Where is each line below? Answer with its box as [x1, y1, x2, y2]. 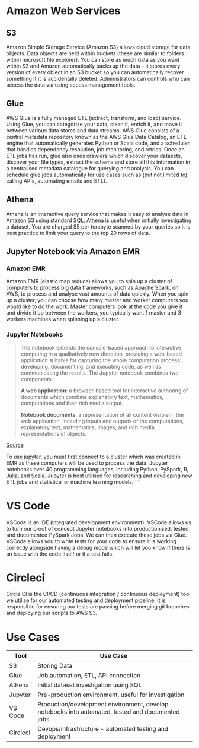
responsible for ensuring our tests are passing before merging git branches [6, 603, 190, 610]
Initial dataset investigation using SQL [37, 681, 142, 689]
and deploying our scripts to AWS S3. [6, 610, 98, 617]
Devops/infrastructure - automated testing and [37, 725, 169, 733]
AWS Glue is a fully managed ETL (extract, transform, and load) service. [6, 114, 182, 121]
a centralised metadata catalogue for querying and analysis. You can [6, 164, 174, 172]
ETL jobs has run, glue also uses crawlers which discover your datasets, [6, 152, 182, 159]
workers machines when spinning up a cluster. [6, 316, 120, 323]
